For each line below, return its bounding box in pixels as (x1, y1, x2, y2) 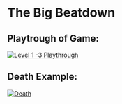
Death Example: (7, 71, 78, 83)
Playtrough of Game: (7, 33, 99, 44)
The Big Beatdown (7, 5, 116, 21)
